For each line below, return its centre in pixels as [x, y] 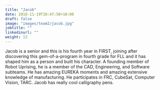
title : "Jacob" [21, 10]
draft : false [19, 19]
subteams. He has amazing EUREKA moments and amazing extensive [76, 72]
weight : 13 [16, 37]
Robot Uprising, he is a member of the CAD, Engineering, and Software [78, 66]
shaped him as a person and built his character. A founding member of [77, 61]
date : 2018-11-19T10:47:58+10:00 [40, 14]
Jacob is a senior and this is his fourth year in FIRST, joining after [71, 51]
